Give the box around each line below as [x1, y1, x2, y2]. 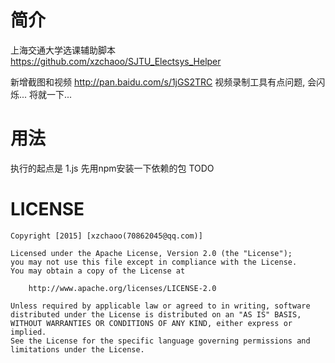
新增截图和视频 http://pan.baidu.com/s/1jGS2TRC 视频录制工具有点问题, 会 [10, 76, 317, 88]
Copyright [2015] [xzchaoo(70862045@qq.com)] [10, 231, 203, 241]
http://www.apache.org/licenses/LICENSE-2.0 [28, 283, 217, 293]
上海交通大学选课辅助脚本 [10, 44, 116, 56]
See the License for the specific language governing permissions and [10, 336, 311, 346]
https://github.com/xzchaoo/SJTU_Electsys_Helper [10, 55, 222, 67]
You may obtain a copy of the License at [10, 266, 186, 276]
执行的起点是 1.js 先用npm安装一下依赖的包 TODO [10, 162, 215, 174]
